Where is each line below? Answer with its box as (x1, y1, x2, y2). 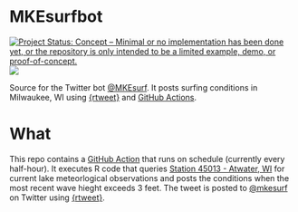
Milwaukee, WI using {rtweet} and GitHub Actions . (9, 92, 197, 102)
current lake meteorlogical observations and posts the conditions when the (9, 172, 290, 183)
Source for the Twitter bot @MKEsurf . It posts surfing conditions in (9, 82, 258, 92)
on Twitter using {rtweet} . (9, 192, 106, 203)
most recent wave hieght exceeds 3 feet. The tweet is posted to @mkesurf (9, 182, 288, 193)
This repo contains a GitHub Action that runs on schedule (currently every (9, 153, 285, 164)
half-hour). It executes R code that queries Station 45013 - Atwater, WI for (9, 163, 285, 174)
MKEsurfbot (9, 6, 103, 27)
